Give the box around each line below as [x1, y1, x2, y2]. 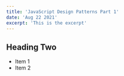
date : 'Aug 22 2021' [6, 14, 58, 20]
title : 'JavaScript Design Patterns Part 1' [6, 8, 119, 15]
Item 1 [14, 58, 30, 65]
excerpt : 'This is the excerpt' [6, 20, 87, 26]
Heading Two [6, 42, 57, 52]
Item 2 [14, 64, 31, 72]
